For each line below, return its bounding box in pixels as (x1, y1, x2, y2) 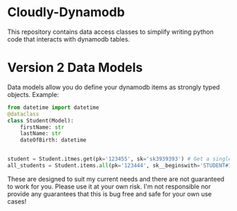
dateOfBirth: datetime (20, 136, 87, 144)
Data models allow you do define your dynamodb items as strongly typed (7, 82, 220, 91)
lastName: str (20, 130, 61, 137)
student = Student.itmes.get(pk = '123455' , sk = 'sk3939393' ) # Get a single (7, 155, 232, 162)
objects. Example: (7, 90, 59, 98)
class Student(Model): (7, 117, 74, 124)
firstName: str (20, 124, 65, 131)
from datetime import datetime (7, 103, 99, 111)
